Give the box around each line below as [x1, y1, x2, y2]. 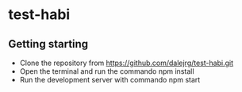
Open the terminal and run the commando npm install [19, 67, 194, 76]
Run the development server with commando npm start [19, 75, 201, 84]
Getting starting [8, 37, 89, 51]
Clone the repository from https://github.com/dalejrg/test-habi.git [19, 58, 234, 67]
